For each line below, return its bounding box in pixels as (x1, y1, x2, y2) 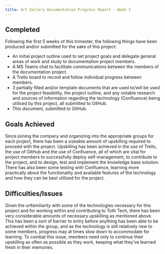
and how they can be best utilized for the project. (5, 175, 105, 181)
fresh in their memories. (5, 245, 54, 251)
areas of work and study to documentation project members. (12, 59, 136, 65)
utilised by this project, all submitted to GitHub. (12, 101, 107, 107)
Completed (5, 26, 40, 34)
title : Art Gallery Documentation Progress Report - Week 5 (5, 7, 132, 12)
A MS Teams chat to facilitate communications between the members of (12, 64, 159, 70)
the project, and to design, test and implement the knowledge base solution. (5, 159, 160, 165)
